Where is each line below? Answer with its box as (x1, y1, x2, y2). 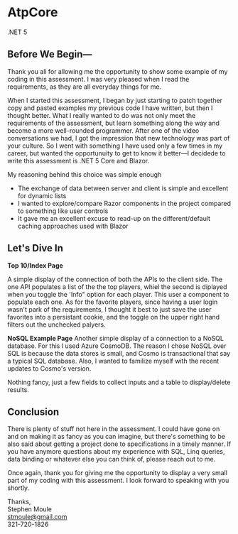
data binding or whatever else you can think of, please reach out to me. (7, 455, 216, 464)
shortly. (7, 484, 30, 492)
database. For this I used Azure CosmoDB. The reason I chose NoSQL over (7, 342, 227, 350)
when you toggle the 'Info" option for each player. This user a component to (7, 290, 229, 298)
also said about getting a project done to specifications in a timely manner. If (7, 440, 232, 448)
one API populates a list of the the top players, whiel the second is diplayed (7, 282, 227, 291)
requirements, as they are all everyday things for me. (7, 82, 162, 91)
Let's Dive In (7, 242, 64, 254)
